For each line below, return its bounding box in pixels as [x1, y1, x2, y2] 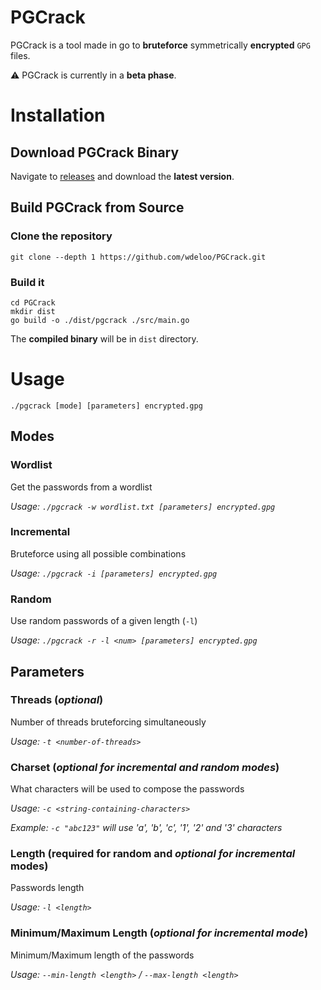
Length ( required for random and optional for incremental [10, 847, 296, 861]
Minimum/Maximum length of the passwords [10, 949, 195, 961]
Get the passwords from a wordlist [10, 481, 153, 493]
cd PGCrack [10, 297, 56, 308]
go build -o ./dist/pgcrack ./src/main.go [10, 315, 190, 325]
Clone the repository [10, 229, 113, 243]
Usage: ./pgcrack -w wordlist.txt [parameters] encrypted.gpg [10, 500, 276, 512]
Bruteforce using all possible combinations [10, 547, 187, 560]
